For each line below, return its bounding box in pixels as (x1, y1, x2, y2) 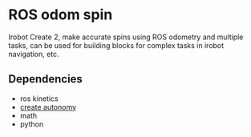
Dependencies (8, 72, 83, 86)
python (19, 119, 44, 129)
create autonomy (19, 102, 77, 111)
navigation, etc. (8, 49, 59, 58)
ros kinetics (19, 94, 59, 103)
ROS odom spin (8, 6, 113, 24)
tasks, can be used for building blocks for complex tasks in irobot (8, 40, 225, 50)
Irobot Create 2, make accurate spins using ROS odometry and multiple (8, 32, 244, 42)
